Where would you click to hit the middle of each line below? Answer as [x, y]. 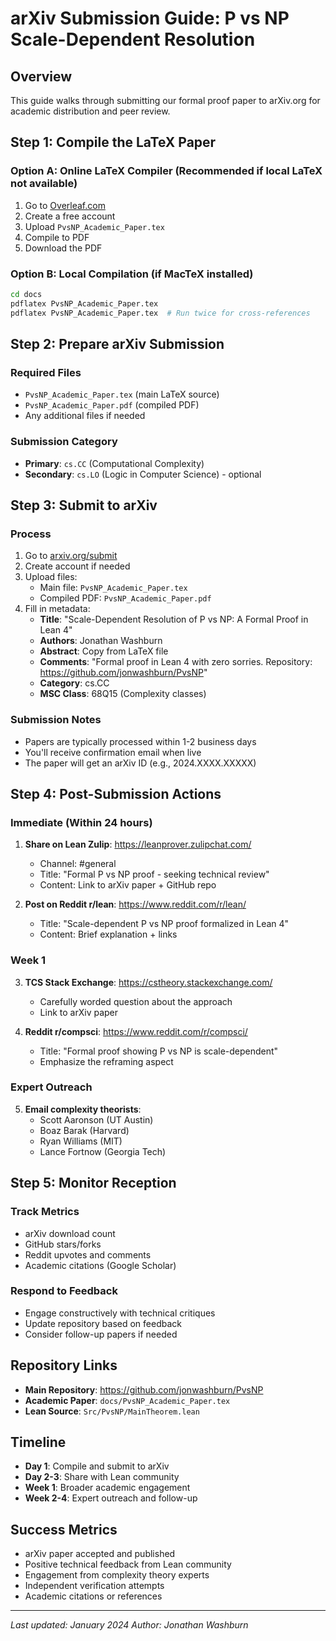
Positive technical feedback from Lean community [128, 1564]
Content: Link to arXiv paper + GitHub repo [128, 885]
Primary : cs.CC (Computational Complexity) [114, 463]
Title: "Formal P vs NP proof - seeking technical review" [154, 874]
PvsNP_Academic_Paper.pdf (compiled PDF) [112, 405]
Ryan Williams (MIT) [81, 1141]
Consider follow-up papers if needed [101, 1334]
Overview [41, 76]
